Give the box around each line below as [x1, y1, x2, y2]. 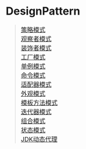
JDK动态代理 [20, 135, 58, 144]
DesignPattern [5, 4, 81, 18]
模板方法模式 [20, 99, 58, 107]
